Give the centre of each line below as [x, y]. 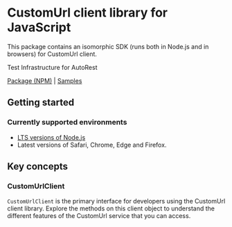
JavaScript [39, 27]
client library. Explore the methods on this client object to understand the [111, 208]
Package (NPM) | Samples [45, 80]
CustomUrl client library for [88, 13]
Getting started [41, 103]
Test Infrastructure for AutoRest [52, 67]
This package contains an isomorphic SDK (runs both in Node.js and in [108, 46]
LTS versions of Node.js [51, 137]
